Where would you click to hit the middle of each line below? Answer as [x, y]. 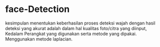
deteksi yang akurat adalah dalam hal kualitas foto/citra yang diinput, [76, 28]
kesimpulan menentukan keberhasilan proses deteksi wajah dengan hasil [80, 23]
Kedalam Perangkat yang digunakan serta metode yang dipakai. [71, 33]
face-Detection [37, 9]
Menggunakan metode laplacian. [39, 39]
